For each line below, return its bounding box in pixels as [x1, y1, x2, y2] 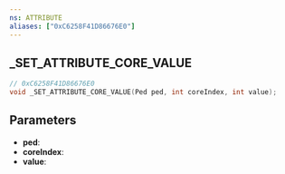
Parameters [9, 112, 77, 128]
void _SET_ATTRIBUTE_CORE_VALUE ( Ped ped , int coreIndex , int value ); [9, 88, 278, 97]
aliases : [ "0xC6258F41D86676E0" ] [9, 22, 136, 31]
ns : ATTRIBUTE [9, 13, 63, 23]
